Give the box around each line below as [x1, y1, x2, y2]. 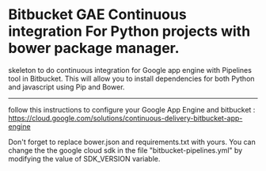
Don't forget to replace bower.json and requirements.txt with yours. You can [8, 137, 256, 146]
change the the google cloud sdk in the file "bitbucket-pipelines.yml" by [8, 145, 243, 155]
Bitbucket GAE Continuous [8, 6, 188, 24]
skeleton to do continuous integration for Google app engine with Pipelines [8, 65, 252, 74]
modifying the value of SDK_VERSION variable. [8, 154, 161, 163]
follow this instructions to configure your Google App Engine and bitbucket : [8, 104, 256, 114]
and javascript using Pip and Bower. [8, 82, 125, 92]
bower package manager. [8, 40, 180, 57]
